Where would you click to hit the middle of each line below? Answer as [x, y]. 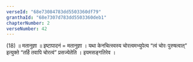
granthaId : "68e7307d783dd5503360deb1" [57, 17]
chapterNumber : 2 [28, 23]
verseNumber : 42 [27, 29]
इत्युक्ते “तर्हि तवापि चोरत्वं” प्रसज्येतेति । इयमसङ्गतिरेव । [61, 52]
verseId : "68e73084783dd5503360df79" [54, 12]
